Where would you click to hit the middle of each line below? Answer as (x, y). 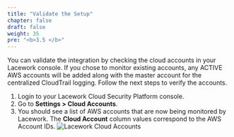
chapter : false (30, 20)
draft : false (27, 27)
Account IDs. (36, 126)
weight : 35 (23, 34)
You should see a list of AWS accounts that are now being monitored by (122, 112)
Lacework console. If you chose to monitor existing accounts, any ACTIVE (115, 68)
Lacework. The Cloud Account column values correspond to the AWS (119, 119)
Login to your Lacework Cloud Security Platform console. (101, 97)
